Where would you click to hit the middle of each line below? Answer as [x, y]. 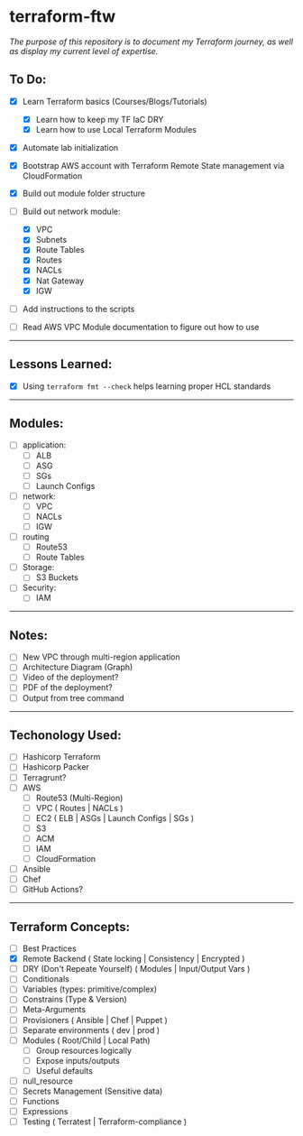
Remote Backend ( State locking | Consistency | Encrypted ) [133, 959]
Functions [41, 1101]
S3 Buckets [57, 577]
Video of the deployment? [70, 678]
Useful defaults [64, 1070]
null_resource [48, 1081]
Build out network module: [71, 212]
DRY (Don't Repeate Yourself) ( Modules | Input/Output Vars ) [136, 969]
